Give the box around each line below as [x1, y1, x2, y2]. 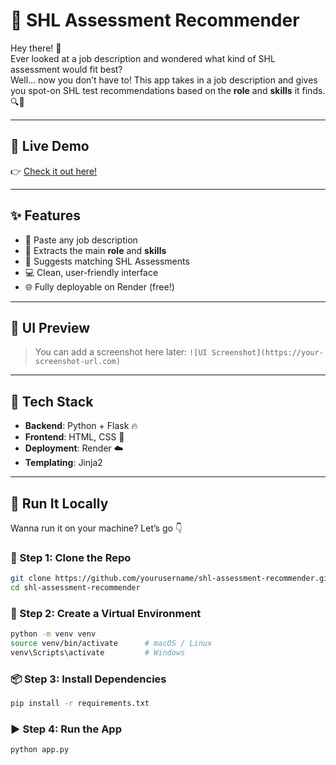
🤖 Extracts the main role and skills [24, 244, 167, 256]
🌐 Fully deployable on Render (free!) [24, 280, 175, 293]
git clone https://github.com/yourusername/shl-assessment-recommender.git [10, 574, 333, 584]
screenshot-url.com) [34, 357, 121, 367]
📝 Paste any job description [24, 234, 138, 246]
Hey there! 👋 [10, 42, 62, 54]
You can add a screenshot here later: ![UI [34, 346, 208, 358]
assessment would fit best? [10, 63, 123, 75]
